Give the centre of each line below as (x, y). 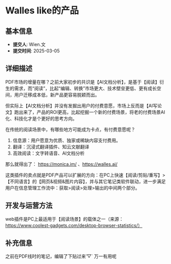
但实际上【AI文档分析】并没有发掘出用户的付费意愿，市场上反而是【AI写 (81, 105)
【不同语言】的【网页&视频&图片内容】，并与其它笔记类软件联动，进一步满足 (86, 181)
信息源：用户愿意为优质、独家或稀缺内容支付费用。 (67, 140)
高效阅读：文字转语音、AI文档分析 (49, 153)
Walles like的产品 (42, 11)
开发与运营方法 (29, 206)
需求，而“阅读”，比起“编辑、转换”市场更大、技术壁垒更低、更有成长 (85, 88)
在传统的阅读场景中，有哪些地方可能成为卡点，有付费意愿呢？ (70, 129)
